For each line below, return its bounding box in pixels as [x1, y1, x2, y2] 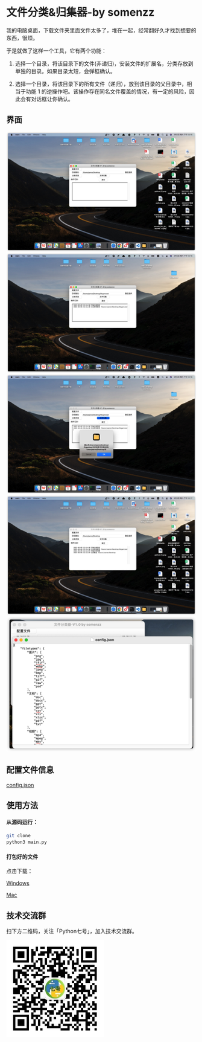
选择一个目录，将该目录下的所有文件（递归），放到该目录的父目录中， [14, 80, 187, 88]
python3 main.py [6, 839, 47, 846]
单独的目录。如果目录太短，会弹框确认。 [14, 67, 116, 74]
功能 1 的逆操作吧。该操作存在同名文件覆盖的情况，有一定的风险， [25, 88, 190, 95]
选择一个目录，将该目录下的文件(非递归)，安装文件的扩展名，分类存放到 [14, 60, 194, 67]
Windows [6, 880, 30, 887]
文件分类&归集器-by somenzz [6, 5, 155, 19]
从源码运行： [6, 818, 38, 825]
